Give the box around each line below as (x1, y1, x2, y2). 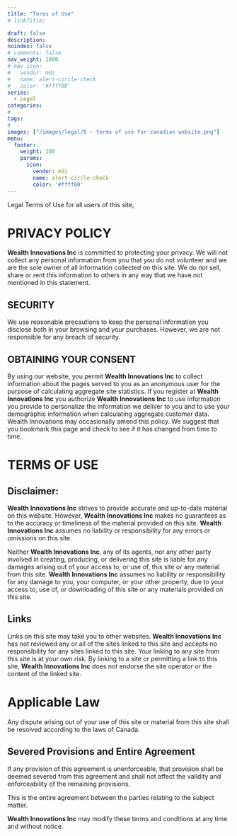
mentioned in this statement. (7, 279, 91, 287)
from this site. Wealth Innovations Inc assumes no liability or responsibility (7, 570, 226, 579)
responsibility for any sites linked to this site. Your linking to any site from (7, 646, 220, 655)
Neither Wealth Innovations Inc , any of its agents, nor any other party (7, 547, 212, 556)
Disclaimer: (7, 485, 59, 497)
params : (20, 155, 42, 162)
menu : (7, 135, 23, 142)
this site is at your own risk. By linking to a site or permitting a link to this (7, 654, 218, 663)
